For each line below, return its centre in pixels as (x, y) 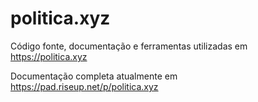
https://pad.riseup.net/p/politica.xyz (84, 86)
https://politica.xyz (49, 56)
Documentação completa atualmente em (94, 76)
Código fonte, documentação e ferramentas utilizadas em (129, 46)
